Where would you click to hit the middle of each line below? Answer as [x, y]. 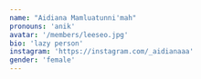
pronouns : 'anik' [42, 26]
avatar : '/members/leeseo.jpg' [69, 35]
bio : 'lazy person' [47, 43]
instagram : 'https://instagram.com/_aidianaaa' [102, 52]
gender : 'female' [42, 60]
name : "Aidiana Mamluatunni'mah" [73, 18]
